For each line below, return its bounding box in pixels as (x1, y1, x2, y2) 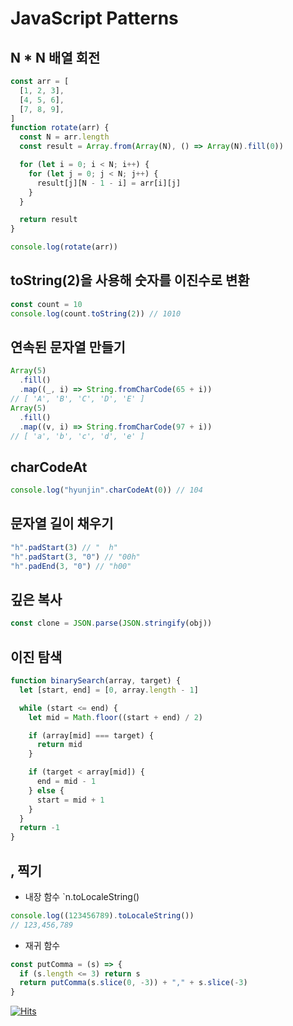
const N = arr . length (19, 132, 110, 142)
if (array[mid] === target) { (28, 730, 155, 741)
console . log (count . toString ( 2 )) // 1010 (10, 308, 182, 319)
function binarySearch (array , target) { (10, 676, 182, 686)
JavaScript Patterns (10, 7, 179, 30)
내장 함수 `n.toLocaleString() (24, 890, 140, 902)
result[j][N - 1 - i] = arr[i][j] (36, 178, 182, 188)
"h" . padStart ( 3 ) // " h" (10, 542, 118, 552)
